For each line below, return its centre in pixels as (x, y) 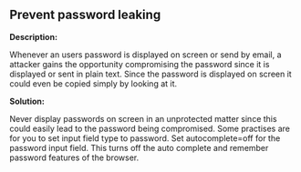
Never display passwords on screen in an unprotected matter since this (143, 118)
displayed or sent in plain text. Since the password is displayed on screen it (150, 74)
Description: (33, 36)
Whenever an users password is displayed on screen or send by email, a (145, 55)
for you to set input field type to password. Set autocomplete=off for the (145, 138)
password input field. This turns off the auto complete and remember (139, 147)
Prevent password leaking (85, 15)
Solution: (27, 101)
